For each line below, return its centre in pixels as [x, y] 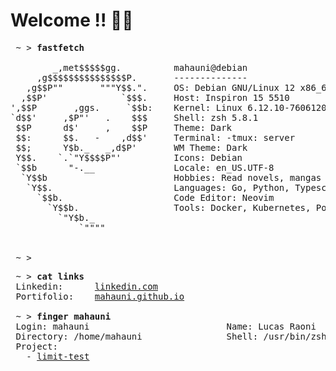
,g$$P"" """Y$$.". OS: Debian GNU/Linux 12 [161, 87]
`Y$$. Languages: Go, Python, [158, 187]
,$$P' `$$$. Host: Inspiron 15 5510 [155, 97]
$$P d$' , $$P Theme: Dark [124, 127]
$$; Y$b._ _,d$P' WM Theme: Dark [131, 147]
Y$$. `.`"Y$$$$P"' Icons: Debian [129, 157]
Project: [36, 346]
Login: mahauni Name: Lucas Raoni [166, 326]
